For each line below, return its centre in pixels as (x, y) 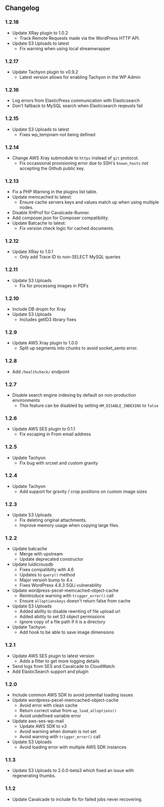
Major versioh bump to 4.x (46, 580)
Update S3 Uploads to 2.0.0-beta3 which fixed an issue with (73, 771)
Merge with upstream (41, 554)
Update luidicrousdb (33, 564)
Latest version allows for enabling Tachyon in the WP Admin (80, 77)
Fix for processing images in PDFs (54, 286)
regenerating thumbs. (34, 776)
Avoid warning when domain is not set (58, 731)
